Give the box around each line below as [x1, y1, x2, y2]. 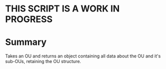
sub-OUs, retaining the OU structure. [5, 58, 81, 64]
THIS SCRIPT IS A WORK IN [5, 3, 120, 14]
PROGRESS [5, 13, 53, 25]
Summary [5, 36, 46, 48]
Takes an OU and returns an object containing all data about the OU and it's [5, 53, 161, 59]
